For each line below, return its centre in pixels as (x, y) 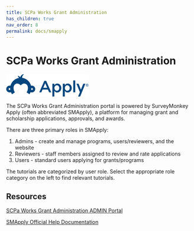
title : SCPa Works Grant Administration (57, 12)
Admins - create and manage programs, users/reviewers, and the (94, 141)
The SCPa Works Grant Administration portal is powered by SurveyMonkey (97, 106)
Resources (26, 197)
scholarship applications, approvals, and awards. (66, 118)
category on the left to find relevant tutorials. (61, 178)
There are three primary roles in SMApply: (57, 130)
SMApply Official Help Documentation (52, 222)
